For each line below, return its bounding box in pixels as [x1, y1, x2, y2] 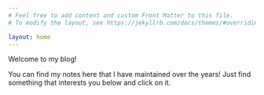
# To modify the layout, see [8, 19, 104, 27]
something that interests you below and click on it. [8, 78, 171, 87]
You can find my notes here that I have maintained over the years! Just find [8, 70, 251, 79]
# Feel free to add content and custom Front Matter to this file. [8, 11, 234, 20]
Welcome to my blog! [8, 54, 77, 64]
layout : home [8, 33, 51, 41]
